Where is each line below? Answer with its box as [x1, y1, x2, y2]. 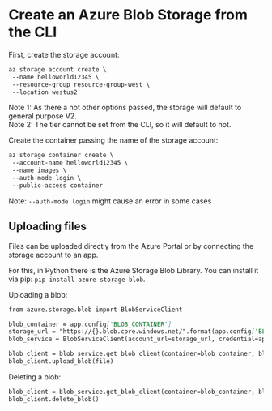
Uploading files [8, 220, 87, 233]
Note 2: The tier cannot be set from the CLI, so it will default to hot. [8, 120, 232, 130]
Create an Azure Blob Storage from [8, 6, 249, 24]
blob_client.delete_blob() [8, 395, 100, 403]
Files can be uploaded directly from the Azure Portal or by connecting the [8, 241, 254, 250]
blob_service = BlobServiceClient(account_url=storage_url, [8, 335, 216, 344]
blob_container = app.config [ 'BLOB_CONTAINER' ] [8, 320, 172, 328]
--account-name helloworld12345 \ [11, 159, 129, 167]
